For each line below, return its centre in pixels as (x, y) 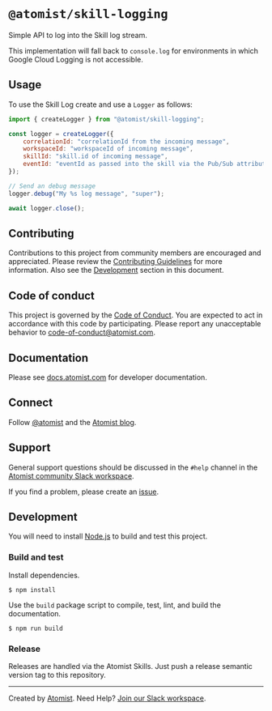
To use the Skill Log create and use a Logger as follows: (100, 104)
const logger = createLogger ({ (61, 134)
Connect (31, 403)
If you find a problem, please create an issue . (84, 492)
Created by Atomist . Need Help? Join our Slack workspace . (107, 698)
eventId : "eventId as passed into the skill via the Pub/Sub (128, 164)
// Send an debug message (52, 186)
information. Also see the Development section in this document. (116, 270)
